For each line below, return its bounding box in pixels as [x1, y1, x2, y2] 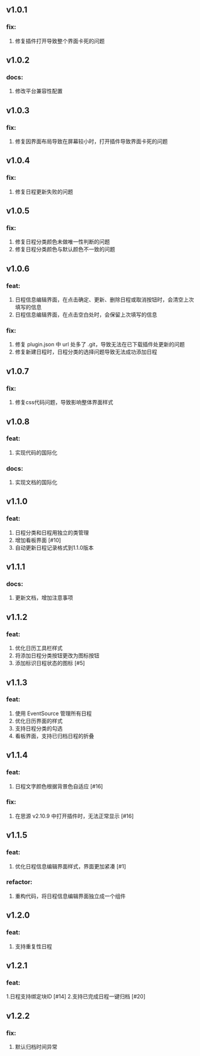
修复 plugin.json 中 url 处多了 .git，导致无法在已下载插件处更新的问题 [14, 341, 185, 348]
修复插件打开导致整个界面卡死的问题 [14, 37, 105, 45]
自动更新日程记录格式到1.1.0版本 [14, 544, 94, 551]
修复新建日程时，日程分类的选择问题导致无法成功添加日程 [14, 348, 157, 355]
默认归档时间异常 [14, 1043, 58, 1050]
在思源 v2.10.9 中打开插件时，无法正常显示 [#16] [14, 812, 134, 820]
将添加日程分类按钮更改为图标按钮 [14, 652, 100, 659]
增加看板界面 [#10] [14, 536, 61, 544]
